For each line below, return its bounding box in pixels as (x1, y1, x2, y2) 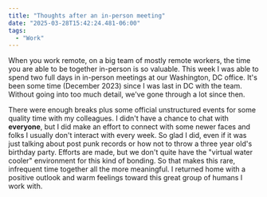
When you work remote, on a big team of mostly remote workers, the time (8, 56, 251, 65)
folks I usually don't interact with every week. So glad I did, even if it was (8, 131, 247, 140)
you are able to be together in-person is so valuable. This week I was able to (8, 65, 259, 74)
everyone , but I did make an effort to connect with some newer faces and (8, 122, 251, 132)
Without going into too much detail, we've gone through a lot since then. (8, 89, 245, 100)
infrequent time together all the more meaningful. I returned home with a (8, 164, 245, 174)
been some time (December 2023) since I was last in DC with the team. (8, 81, 242, 91)
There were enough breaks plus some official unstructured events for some (8, 105, 257, 115)
